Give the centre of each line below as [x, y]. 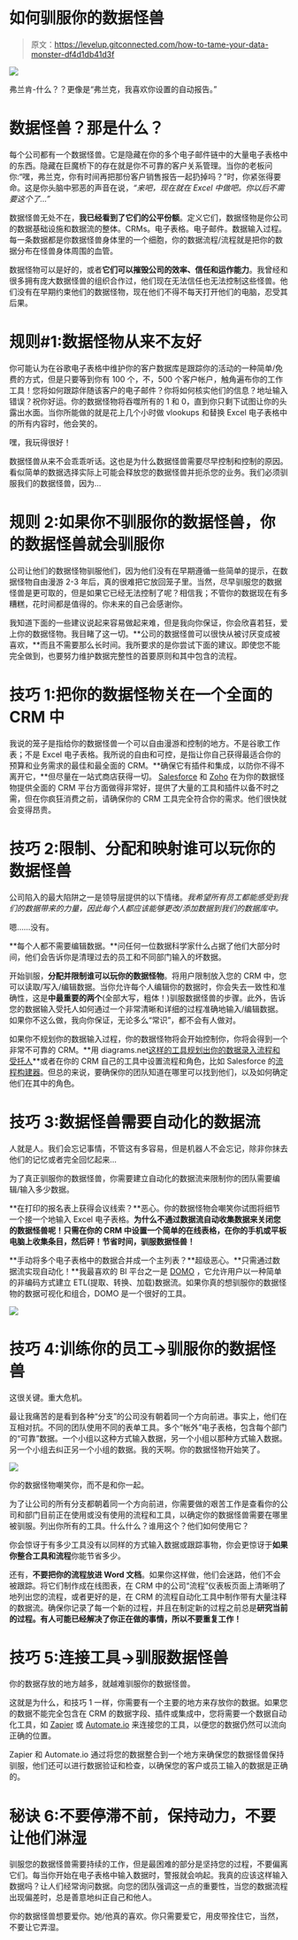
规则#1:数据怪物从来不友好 [105, 342]
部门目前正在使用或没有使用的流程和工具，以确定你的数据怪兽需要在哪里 [156, 1514]
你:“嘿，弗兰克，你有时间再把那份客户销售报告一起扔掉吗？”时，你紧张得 [141, 176]
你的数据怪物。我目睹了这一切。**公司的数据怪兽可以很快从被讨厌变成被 [149, 633]
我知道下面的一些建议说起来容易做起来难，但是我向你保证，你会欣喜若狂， [145, 622]
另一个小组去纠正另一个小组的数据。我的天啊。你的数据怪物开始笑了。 [137, 1449]
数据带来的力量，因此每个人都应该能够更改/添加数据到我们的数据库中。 [154, 908]
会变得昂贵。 [32, 809]
